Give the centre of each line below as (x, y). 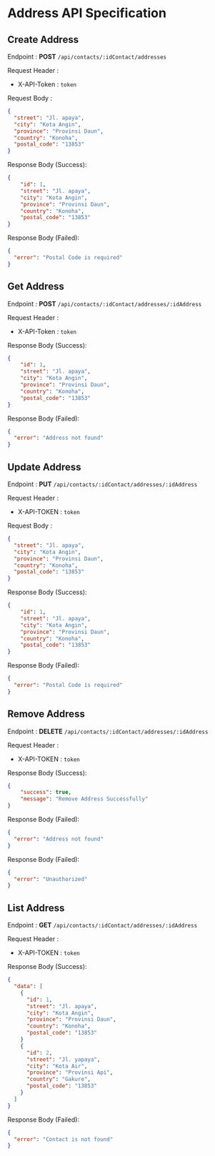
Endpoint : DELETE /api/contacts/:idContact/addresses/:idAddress (108, 731)
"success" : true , (46, 793)
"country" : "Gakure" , (59, 1080)
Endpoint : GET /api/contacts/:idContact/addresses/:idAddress (102, 925)
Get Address (36, 287)
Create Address (43, 40)
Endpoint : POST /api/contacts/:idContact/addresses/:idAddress (105, 303)
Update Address (44, 467)
